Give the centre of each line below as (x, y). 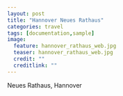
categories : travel (35, 26)
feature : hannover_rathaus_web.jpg (65, 46)
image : (17, 40)
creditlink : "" (35, 65)
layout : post (26, 14)
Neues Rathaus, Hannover (44, 85)
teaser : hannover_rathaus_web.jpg (63, 53)
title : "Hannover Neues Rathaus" (56, 20)
